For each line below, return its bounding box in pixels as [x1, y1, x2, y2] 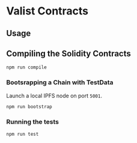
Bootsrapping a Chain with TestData [6, 78, 114, 87]
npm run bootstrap [6, 103, 52, 109]
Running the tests [6, 117, 59, 126]
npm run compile [6, 64, 47, 70]
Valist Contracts [6, 4, 89, 18]
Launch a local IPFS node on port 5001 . [6, 92, 102, 99]
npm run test [6, 131, 39, 137]
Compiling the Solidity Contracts [6, 48, 131, 58]
